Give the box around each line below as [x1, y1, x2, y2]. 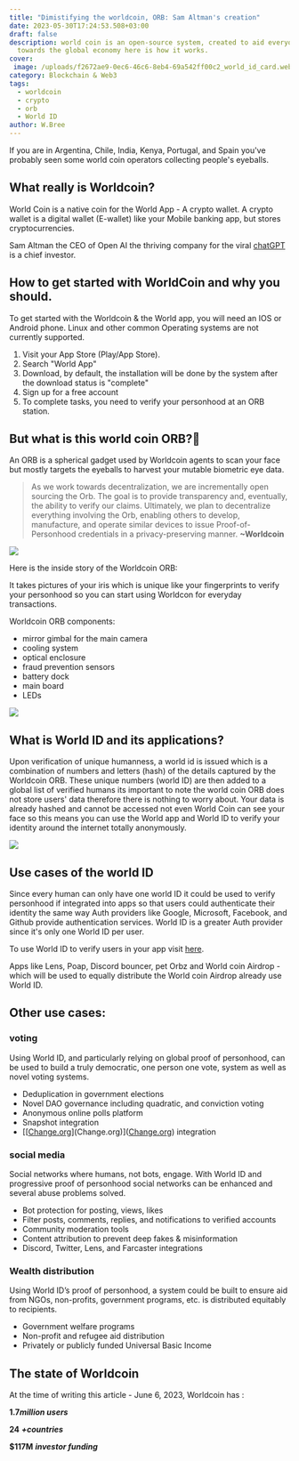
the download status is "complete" [21, 377, 149, 388]
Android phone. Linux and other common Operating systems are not [9, 322, 260, 333]
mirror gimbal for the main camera [21, 634, 149, 644]
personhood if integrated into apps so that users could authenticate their [9, 898, 276, 908]
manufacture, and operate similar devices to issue [30, 520, 215, 530]
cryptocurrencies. [9, 222, 75, 233]
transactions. [9, 599, 58, 609]
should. [9, 289, 53, 304]
